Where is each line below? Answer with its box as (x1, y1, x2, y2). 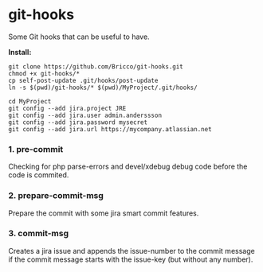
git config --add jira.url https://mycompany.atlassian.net (8, 125, 213, 133)
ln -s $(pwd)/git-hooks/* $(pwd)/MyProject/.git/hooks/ (8, 84, 198, 91)
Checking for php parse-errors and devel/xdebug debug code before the (8, 161, 248, 172)
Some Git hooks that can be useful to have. (8, 32, 150, 41)
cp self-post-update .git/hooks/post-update (8, 76, 159, 84)
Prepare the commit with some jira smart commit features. (8, 208, 199, 218)
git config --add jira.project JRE (8, 104, 127, 112)
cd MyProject (8, 97, 52, 105)
